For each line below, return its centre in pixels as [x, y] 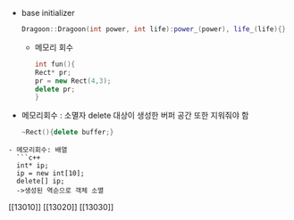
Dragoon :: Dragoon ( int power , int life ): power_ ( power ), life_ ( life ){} [154, 29]
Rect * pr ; [53, 72]
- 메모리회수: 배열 [38, 151]
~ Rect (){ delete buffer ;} [67, 133]
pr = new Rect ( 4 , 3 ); [73, 81]
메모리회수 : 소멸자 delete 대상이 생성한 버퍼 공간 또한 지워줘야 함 [135, 116]
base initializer [48, 13]
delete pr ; [55, 89]
